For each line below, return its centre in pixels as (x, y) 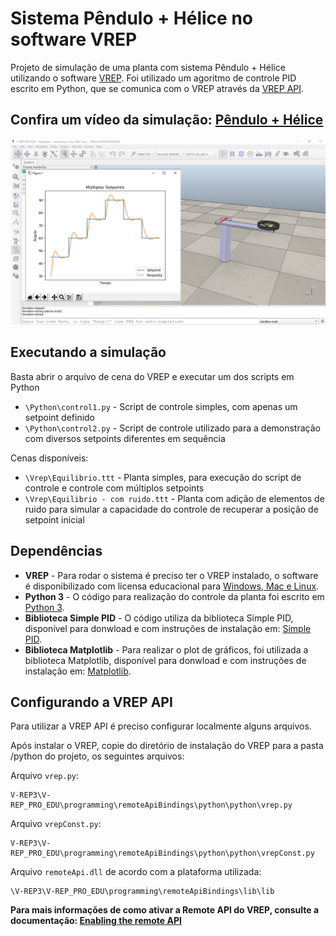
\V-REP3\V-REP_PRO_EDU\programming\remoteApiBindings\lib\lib (142, 892)
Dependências (56, 551)
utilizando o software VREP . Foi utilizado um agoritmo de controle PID (153, 78)
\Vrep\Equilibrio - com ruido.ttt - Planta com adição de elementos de (174, 498)
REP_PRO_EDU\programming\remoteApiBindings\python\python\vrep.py (151, 805)
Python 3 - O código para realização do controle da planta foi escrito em (174, 596)
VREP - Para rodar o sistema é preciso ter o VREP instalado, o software (171, 575)
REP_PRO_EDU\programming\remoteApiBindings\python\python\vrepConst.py (162, 853)
